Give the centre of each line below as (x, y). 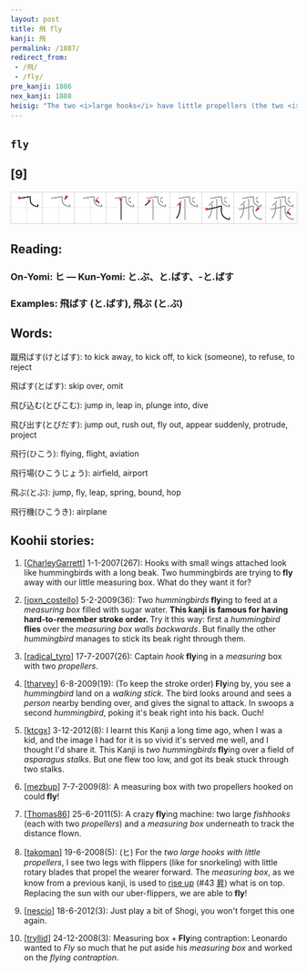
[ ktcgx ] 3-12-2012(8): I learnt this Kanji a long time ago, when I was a (153, 730)
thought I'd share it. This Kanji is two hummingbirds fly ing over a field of (159, 749)
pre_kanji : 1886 (41, 87)
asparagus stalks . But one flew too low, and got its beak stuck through (156, 759)
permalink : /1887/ (45, 48)
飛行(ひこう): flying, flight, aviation (75, 453)
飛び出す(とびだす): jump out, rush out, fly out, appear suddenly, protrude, (149, 425)
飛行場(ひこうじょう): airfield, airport (79, 473)
